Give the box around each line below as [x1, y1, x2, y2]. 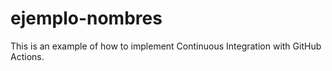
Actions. [10, 50, 45, 62]
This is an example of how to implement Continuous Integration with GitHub [10, 40, 322, 52]
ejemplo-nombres [10, 7, 163, 30]
